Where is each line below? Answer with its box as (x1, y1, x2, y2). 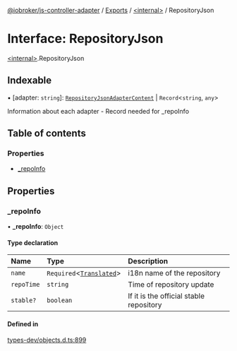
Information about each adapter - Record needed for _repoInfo (7, 107, 189, 115)
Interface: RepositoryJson (7, 31, 164, 47)
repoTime (11, 280, 40, 289)
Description (128, 256, 168, 266)
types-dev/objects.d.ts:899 (7, 335, 87, 344)
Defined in (7, 319, 39, 328)
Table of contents (7, 127, 86, 140)
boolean (47, 297, 73, 304)
